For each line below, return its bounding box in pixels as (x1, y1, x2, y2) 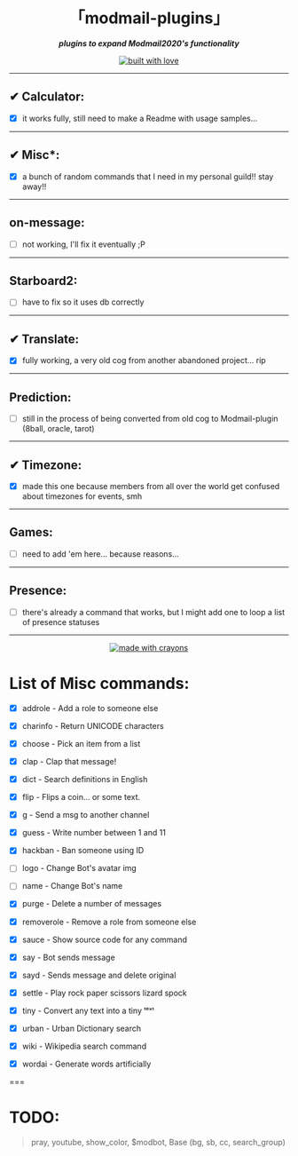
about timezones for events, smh (21, 491, 143, 502)
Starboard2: (9, 273, 78, 289)
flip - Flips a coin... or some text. (21, 792, 141, 803)
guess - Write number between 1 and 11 (21, 827, 167, 838)
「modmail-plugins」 (69, 8, 229, 28)
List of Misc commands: (9, 674, 190, 693)
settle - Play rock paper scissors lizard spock (21, 987, 188, 998)
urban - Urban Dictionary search (21, 1023, 142, 1033)
